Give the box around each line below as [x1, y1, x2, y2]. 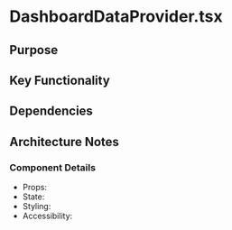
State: [22, 191, 45, 202]
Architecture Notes [9, 133, 120, 150]
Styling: [22, 201, 51, 212]
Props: [22, 182, 48, 193]
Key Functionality [9, 72, 110, 87]
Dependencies [9, 104, 93, 119]
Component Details [9, 161, 97, 173]
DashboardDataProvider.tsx [9, 6, 223, 27]
